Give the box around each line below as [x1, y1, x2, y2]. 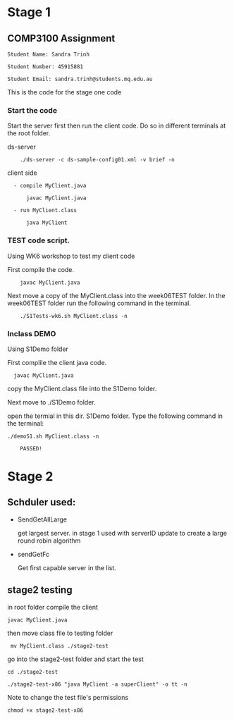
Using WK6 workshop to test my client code [7, 252, 135, 260]
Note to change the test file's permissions [7, 693, 129, 701]
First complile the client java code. [7, 358, 107, 366]
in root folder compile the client [7, 603, 99, 611]
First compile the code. [7, 265, 75, 273]
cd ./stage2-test [7, 668, 58, 675]
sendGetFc [17, 550, 50, 558]
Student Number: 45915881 [7, 63, 83, 70]
